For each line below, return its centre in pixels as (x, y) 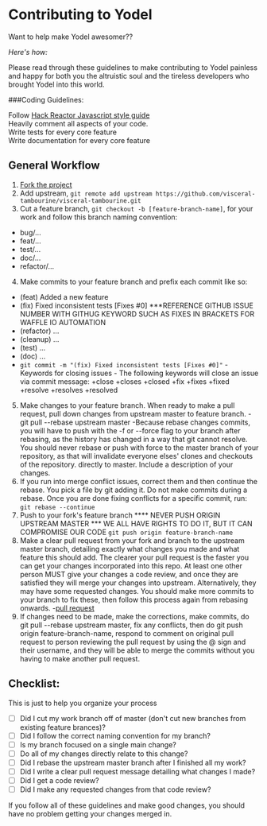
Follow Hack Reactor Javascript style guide (79, 115)
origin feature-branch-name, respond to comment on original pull (127, 633)
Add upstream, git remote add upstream (86, 193)
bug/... (30, 232)
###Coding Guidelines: (46, 99)
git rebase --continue (57, 507)
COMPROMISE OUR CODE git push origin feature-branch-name (126, 532)
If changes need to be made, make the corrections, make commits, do (134, 616)
